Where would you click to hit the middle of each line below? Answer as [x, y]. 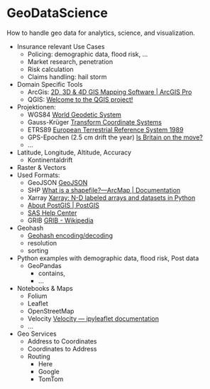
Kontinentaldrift [50, 160]
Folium [37, 296]
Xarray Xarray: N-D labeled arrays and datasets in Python [111, 198]
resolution [42, 243]
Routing [39, 356]
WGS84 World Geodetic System [74, 114]
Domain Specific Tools [50, 84]
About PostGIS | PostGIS [63, 205]
